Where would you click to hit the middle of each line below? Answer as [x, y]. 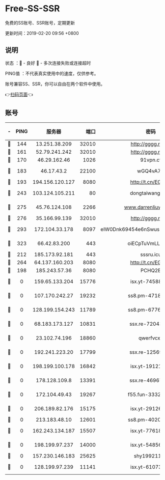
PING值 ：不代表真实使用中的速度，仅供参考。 [52, 73]
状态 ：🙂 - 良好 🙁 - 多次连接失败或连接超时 [48, 63]
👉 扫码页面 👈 [19, 94]
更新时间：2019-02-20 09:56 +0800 [42, 33]
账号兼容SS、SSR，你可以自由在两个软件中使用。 [55, 84]
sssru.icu [151, 254]
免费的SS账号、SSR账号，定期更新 [40, 23]
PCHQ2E [151, 270]
